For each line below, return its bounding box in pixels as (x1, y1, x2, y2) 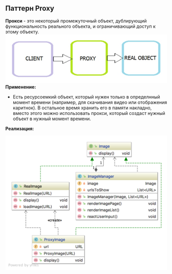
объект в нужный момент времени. (12, 115, 91, 122)
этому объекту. (5, 28, 40, 35)
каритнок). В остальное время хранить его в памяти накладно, (12, 105, 152, 111)
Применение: (5, 84, 36, 90)
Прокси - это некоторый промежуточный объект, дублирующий (5, 17, 147, 24)
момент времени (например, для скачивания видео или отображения (12, 100, 167, 106)
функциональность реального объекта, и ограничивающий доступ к (5, 23, 156, 29)
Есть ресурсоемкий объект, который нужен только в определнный (12, 94, 160, 100)
